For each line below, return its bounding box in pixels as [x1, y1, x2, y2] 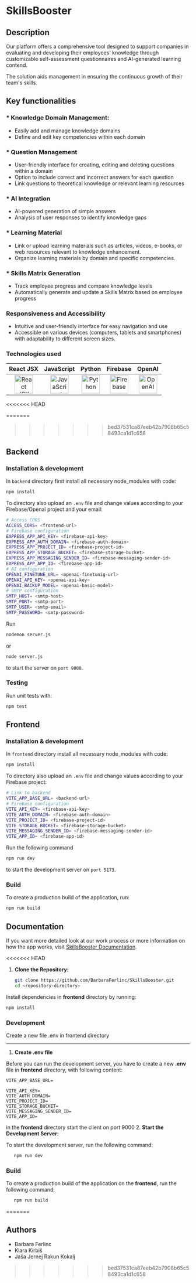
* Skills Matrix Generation [6, 269, 80, 277]
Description [6, 28, 50, 37]
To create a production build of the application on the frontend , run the [6, 1180, 177, 1187]
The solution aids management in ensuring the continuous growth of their [6, 73, 183, 80]
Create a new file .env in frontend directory [6, 1032, 110, 1039]
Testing [6, 678, 28, 687]
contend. [6, 62, 28, 69]
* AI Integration [6, 195, 51, 203]
